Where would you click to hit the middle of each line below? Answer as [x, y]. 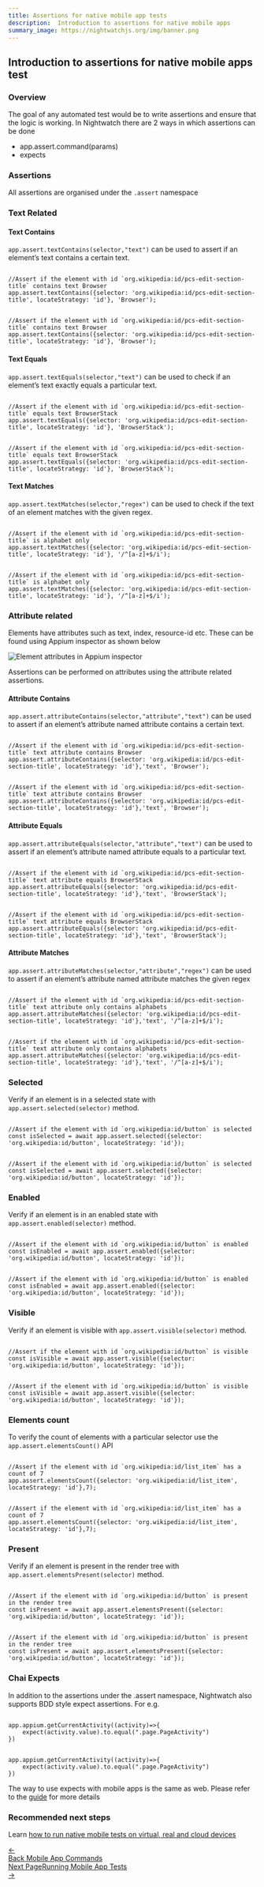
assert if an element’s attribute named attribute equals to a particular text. [127, 852]
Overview [27, 97]
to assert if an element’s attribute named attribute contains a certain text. [126, 724]
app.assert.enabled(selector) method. [72, 1223]
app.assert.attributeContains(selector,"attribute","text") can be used [130, 716]
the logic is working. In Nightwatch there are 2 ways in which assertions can [132, 123]
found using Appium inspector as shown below [84, 641]
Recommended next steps [59, 1817]
